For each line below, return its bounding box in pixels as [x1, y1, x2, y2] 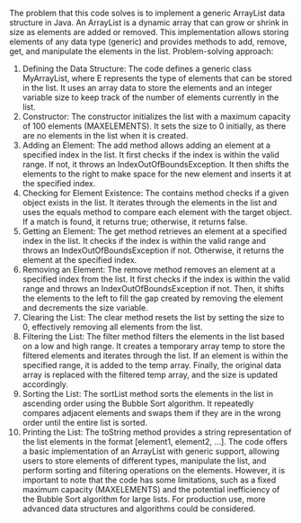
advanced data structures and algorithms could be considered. [22, 503, 256, 514]
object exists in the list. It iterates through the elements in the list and [22, 197, 278, 208]
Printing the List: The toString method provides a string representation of [22, 427, 292, 437]
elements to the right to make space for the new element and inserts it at [22, 168, 292, 179]
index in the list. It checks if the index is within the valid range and [22, 236, 267, 246]
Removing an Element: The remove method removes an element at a [22, 265, 276, 275]
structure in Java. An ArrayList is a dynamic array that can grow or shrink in [9, 17, 289, 28]
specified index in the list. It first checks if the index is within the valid [22, 149, 280, 160]
